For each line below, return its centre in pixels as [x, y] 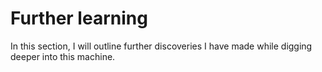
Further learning [79, 18]
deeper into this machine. [63, 56]
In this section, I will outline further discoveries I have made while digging [161, 46]
